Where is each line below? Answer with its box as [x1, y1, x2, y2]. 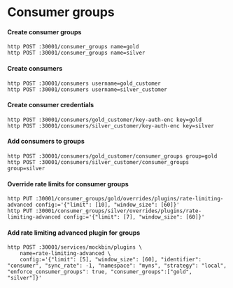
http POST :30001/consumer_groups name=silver [7, 50, 146, 57]
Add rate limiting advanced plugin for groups [7, 228, 141, 237]
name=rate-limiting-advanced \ [20, 250, 111, 257]
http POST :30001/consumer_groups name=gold [7, 43, 139, 50]
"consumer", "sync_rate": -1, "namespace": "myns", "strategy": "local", [7, 262, 227, 270]
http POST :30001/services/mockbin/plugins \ [7, 244, 142, 251]
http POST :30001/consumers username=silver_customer [7, 85, 168, 93]
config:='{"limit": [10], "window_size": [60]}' [35, 201, 180, 209]
